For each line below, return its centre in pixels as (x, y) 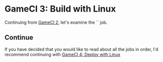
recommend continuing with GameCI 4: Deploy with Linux (62, 54)
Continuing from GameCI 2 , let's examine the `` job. (56, 22)
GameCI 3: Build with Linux (60, 9)
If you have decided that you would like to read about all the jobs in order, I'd (81, 49)
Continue (19, 38)
